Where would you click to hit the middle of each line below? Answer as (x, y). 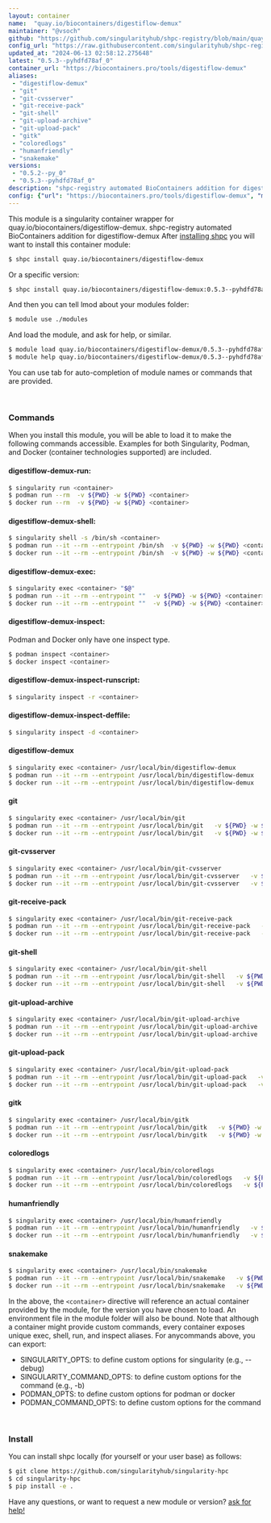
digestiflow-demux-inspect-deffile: (69, 715)
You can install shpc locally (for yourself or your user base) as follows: (125, 1457)
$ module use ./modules (48, 319)
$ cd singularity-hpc (45, 1479)
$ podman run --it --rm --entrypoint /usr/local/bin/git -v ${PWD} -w (133, 826)
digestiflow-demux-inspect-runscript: (74, 680)
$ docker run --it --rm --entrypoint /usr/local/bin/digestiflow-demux (131, 783)
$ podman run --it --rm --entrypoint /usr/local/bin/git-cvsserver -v (133, 876)
